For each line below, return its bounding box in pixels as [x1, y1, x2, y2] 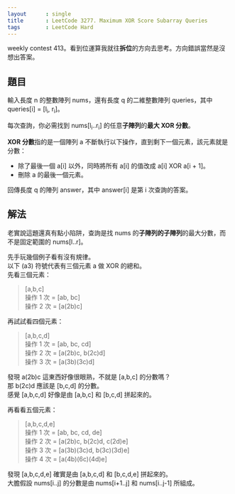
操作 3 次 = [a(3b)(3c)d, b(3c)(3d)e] [24, 446, 130, 454]
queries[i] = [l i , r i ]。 [7, 104, 64, 114]
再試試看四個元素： [7, 317, 64, 326]
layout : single [7, 10, 72, 18]
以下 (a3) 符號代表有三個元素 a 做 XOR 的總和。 [7, 261, 146, 270]
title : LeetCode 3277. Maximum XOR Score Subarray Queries [7, 17, 208, 24]
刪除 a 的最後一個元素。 [17, 170, 87, 178]
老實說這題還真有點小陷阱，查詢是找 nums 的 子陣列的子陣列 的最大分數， [7, 228, 220, 237]
